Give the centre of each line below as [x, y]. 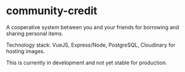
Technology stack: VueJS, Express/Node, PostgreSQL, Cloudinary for [91, 45]
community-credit [52, 11]
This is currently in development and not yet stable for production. [87, 63]
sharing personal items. [35, 33]
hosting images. [26, 51]
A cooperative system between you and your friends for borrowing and [92, 27]
